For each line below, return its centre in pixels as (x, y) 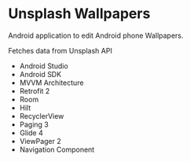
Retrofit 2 (35, 90)
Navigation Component (57, 149)
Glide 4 (31, 133)
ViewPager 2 (40, 141)
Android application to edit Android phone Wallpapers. (96, 35)
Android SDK (40, 74)
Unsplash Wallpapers (79, 14)
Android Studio (44, 66)
